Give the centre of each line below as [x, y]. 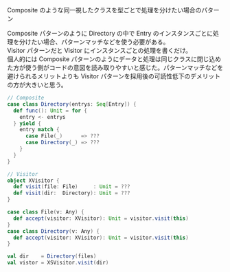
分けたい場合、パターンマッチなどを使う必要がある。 [94, 42]
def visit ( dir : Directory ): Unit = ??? [72, 193]
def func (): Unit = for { [50, 111]
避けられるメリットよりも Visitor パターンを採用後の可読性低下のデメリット [114, 76]
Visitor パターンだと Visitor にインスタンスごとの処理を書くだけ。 [100, 50]
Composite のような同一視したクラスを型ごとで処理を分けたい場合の [104, 10]
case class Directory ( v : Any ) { [53, 231]
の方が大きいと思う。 [37, 85]
